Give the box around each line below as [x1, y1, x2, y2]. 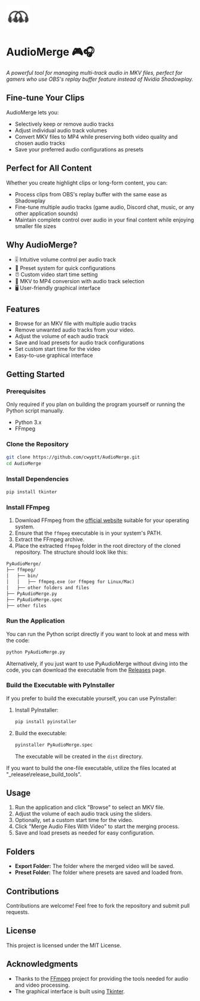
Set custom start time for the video [14, 345, 101, 353]
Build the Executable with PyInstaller [6, 681, 115, 690]
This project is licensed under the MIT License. [6, 942, 122, 949]
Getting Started [6, 369, 65, 379]
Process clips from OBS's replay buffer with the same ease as [14, 190, 167, 198]
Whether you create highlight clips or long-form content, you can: [6, 179, 168, 186]
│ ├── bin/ [6, 573, 39, 579]
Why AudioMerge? [6, 239, 78, 250]
